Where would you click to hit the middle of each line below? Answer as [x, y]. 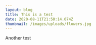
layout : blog [19, 10]
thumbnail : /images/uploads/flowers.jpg [49, 24]
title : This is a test [29, 14]
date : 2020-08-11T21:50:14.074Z [39, 19]
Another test [18, 38]
